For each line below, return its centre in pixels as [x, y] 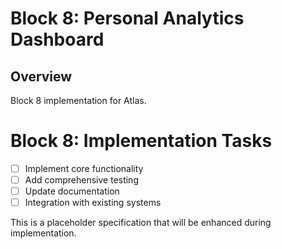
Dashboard [57, 39]
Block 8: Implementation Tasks [141, 141]
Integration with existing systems [93, 203]
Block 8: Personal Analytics [127, 18]
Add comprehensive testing [81, 180]
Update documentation [72, 191]
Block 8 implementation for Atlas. [78, 100]
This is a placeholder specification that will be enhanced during [141, 223]
